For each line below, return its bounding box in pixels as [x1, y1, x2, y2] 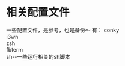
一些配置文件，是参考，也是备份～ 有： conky [6, 26, 120, 34]
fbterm [6, 46, 23, 53]
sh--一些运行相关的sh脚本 [6, 53, 71, 60]
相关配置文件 [6, 5, 70, 19]
